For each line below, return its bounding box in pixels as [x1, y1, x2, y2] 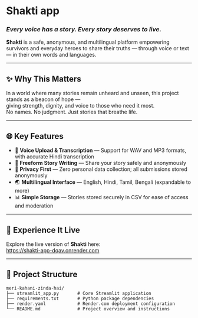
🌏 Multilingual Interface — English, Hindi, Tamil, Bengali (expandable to [14, 179, 192, 186]
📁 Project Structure [6, 270, 78, 280]
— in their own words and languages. [6, 51, 97, 59]
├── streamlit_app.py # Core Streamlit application [6, 290, 151, 296]
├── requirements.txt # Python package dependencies [6, 296, 154, 301]
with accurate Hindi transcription [14, 153, 94, 160]
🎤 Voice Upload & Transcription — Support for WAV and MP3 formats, [14, 147, 187, 154]
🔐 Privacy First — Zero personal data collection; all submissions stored [14, 166, 187, 173]
